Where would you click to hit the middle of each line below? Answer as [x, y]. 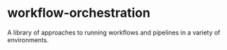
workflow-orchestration [79, 13]
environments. [28, 39]
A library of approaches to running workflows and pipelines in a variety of [114, 32]
